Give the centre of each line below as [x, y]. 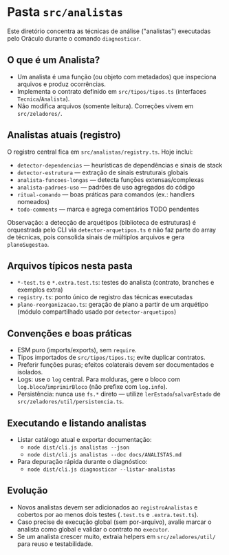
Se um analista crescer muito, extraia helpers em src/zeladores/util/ [116, 536]
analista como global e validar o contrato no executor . [93, 529]
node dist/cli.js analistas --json [78, 447]
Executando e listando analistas [77, 423]
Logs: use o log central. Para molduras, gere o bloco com [98, 379]
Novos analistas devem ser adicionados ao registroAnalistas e [107, 507]
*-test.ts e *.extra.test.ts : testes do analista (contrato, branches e [116, 283]
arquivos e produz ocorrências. [62, 84]
